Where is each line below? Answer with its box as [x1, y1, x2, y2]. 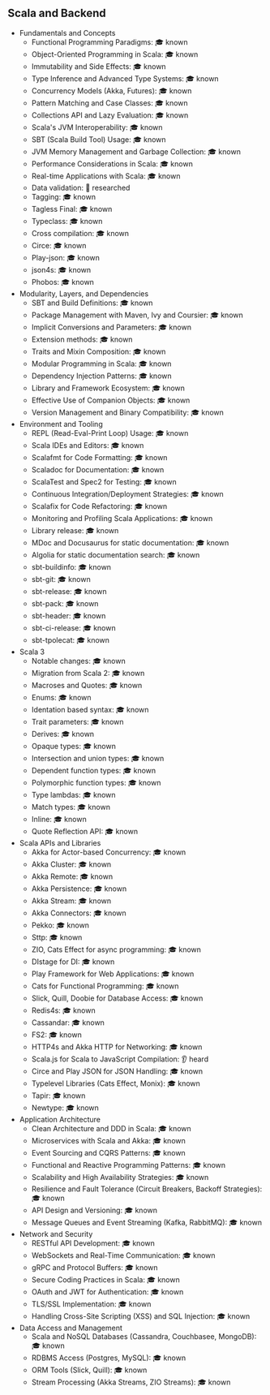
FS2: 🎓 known [31, 1030, 82, 1040]
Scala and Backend [7, 6, 106, 20]
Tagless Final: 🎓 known [31, 204, 113, 213]
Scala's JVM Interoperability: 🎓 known [31, 122, 163, 132]
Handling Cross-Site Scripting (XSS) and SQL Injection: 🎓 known [31, 1311, 251, 1321]
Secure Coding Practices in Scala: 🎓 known [31, 1274, 180, 1285]
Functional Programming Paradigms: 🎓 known [31, 37, 188, 47]
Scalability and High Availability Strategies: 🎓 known [31, 1172, 209, 1182]
